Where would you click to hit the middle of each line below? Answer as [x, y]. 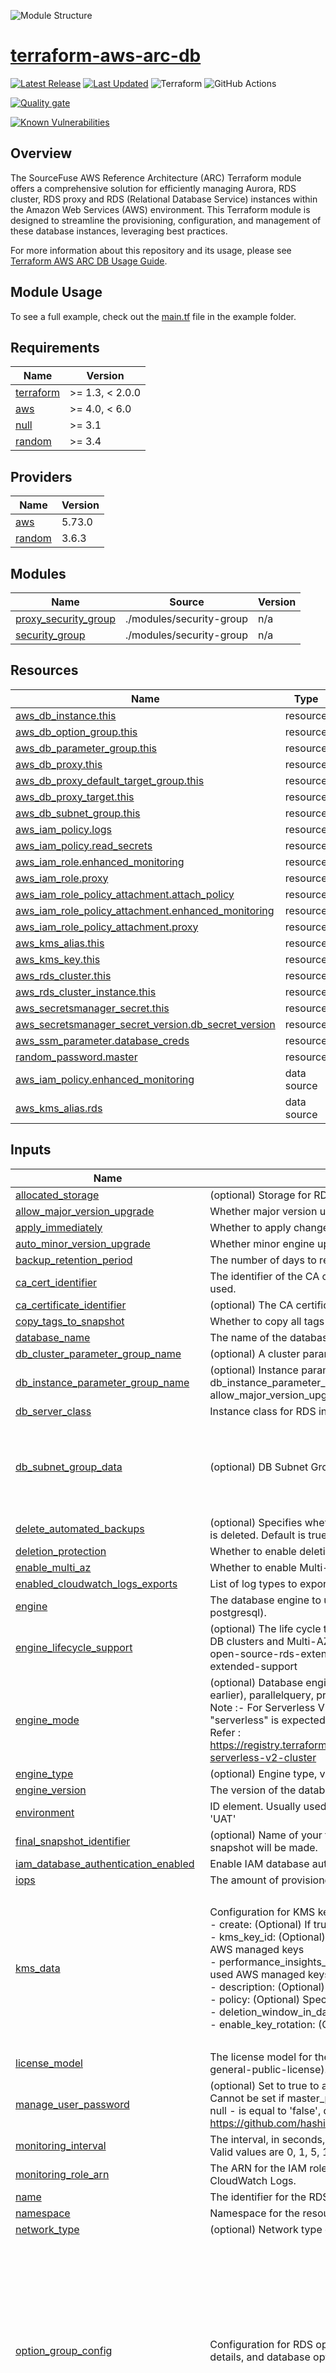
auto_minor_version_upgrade [83, 1243]
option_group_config [64, 2350]
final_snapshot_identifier [73, 1841]
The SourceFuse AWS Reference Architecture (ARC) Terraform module [156, 177]
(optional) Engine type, [263, 1773]
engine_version [51, 1790]
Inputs [31, 1150]
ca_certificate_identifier [71, 1305]
